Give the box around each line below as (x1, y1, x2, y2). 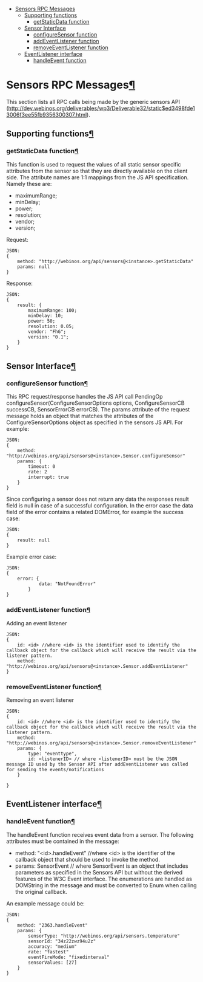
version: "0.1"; (28, 334, 69, 340)
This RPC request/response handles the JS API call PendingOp (6, 393, 163, 400)
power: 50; (28, 318, 56, 324)
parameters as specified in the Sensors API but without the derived (15, 868, 183, 876)
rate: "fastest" (28, 949, 69, 955)
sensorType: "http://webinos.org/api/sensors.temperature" (28, 933, 181, 939)
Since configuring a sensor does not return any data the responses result (6, 495, 189, 503)
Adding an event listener (6, 619, 67, 627)
